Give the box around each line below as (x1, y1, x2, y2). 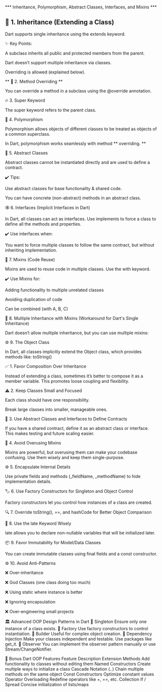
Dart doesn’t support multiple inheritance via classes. (5, 59, 112, 65)
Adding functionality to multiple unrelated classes (5, 287, 104, 293)
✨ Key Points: (5, 40, 32, 46)
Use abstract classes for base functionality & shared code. (5, 185, 122, 191)
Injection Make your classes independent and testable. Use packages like (5, 636, 152, 641)
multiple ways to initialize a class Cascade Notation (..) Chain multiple (5, 666, 144, 672)
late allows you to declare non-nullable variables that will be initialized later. (5, 530, 156, 535)
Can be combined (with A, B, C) (5, 306, 68, 312)
